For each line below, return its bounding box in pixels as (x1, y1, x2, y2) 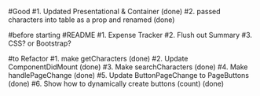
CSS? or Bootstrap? (8, 39, 72, 48)
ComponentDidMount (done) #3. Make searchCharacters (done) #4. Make (8, 62, 248, 72)
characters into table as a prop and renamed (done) (8, 15, 175, 24)
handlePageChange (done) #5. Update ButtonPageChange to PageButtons (8, 71, 250, 79)
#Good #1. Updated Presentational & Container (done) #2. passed (8, 7, 222, 16)
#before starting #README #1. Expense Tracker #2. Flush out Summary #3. (8, 31, 253, 39)
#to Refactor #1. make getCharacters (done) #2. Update (8, 54, 189, 63)
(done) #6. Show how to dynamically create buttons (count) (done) (8, 79, 225, 88)
